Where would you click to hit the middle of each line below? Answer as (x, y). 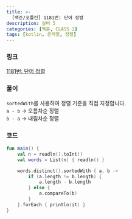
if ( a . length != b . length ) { (65, 176)
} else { (39, 188)
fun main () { (23, 149)
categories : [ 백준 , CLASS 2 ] (42, 29)
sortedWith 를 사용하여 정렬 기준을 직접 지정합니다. (66, 103)
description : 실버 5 (31, 23)
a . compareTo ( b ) (58, 193)
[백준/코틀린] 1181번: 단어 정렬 (48, 18)
